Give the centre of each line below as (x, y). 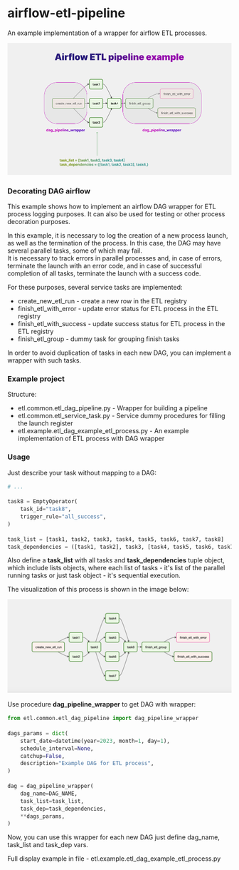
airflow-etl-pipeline (67, 13)
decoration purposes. (39, 222)
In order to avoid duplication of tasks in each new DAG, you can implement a (119, 353)
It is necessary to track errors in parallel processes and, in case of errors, (115, 258)
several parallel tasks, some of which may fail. (75, 251)
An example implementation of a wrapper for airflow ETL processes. (107, 33)
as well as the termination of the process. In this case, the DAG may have (114, 243)
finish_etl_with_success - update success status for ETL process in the (121, 324)
